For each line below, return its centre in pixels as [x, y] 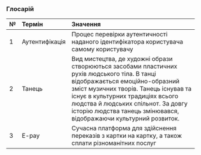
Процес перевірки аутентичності [120, 35]
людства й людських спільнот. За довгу [130, 104]
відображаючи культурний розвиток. [125, 119]
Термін [32, 24]
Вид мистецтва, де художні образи [122, 59]
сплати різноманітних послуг [114, 143]
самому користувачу [102, 49]
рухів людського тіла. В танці [114, 74]
